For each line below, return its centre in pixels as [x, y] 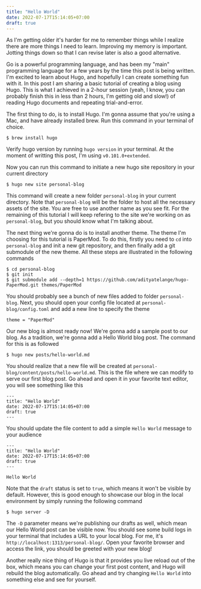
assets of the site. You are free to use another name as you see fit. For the [98, 208]
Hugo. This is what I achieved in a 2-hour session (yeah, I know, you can [96, 90]
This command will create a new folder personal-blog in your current [91, 196]
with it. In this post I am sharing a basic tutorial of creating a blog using [94, 83]
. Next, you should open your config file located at [79, 303]
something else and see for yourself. [51, 579]
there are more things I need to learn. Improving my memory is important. [97, 46]
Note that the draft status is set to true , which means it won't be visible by [99, 488]
